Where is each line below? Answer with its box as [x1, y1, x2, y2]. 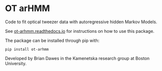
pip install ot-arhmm [5, 47, 49, 52]
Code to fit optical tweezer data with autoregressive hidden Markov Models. [5, 19, 157, 25]
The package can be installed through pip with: [5, 37, 100, 43]
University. [5, 60, 27, 66]
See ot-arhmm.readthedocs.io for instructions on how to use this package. [5, 28, 155, 34]
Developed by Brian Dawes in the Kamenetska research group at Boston [5, 55, 150, 61]
